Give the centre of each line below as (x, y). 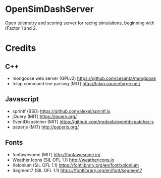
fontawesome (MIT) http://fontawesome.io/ (56, 154)
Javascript (22, 99)
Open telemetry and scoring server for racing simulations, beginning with (80, 23)
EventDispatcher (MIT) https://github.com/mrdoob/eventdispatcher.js (83, 121)
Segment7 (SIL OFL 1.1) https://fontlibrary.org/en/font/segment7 (77, 170)
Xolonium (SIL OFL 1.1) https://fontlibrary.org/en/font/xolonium (76, 165)
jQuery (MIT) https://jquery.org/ (44, 116)
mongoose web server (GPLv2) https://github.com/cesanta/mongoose (84, 78)
